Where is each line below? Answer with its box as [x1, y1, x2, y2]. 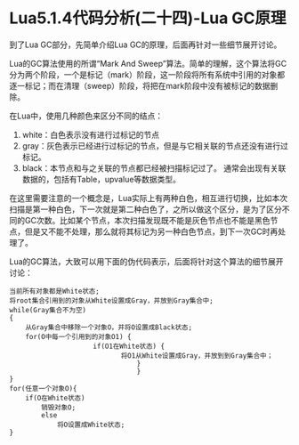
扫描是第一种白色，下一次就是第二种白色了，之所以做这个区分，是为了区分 [9, 204, 282, 214]
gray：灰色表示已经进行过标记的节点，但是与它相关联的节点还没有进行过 [21, 140, 289, 151]
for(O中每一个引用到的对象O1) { [25, 332, 132, 341]
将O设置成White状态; [56, 420, 125, 429]
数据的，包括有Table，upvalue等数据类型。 [21, 174, 181, 184]
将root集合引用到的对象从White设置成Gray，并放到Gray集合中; [9, 295, 214, 305]
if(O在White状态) [25, 393, 85, 402]
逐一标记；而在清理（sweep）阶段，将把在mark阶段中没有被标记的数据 [9, 80, 271, 91]
